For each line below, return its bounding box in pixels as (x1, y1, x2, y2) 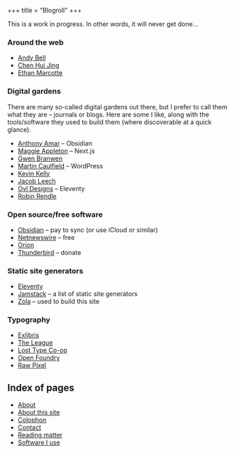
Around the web (7, 37, 64, 47)
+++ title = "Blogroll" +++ (7, 6, 82, 14)
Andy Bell (17, 53, 46, 62)
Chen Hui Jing (17, 61, 60, 70)
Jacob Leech (17, 177, 57, 185)
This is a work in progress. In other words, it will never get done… (7, 20, 199, 28)
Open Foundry (17, 354, 60, 362)
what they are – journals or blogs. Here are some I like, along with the (7, 110, 209, 119)
